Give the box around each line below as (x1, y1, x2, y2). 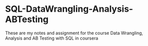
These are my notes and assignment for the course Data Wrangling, (5, 30, 144, 36)
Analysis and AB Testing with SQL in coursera (5, 35, 99, 41)
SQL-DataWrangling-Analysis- (5, 3, 134, 15)
